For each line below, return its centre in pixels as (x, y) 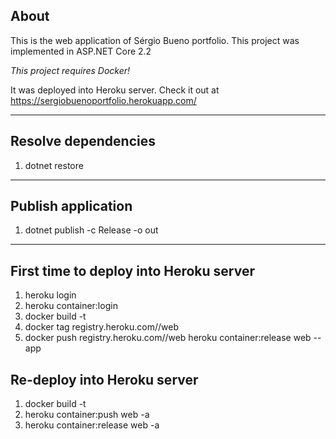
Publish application (71, 206)
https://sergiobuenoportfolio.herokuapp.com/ (103, 100)
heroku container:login (71, 306)
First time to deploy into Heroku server (133, 270)
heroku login (50, 295)
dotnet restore (54, 165)
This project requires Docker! (70, 70)
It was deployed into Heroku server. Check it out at (115, 90)
